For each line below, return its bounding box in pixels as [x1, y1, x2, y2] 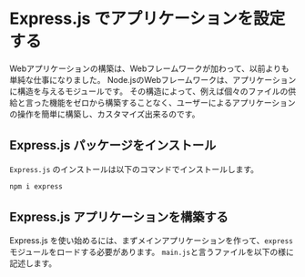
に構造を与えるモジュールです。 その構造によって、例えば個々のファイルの [9, 86, 289, 97]
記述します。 [9, 258, 57, 269]
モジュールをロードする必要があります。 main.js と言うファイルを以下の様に [9, 247, 294, 258]
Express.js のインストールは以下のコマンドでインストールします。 [9, 163, 259, 174]
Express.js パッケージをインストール [9, 138, 217, 153]
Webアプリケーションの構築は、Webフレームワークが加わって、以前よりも [9, 63, 290, 74]
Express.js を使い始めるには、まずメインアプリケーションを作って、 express [9, 235, 293, 246]
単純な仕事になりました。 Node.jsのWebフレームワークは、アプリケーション [9, 74, 297, 85]
